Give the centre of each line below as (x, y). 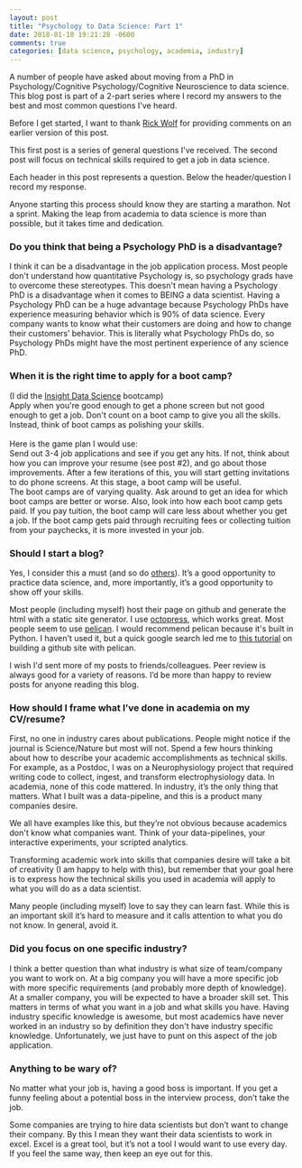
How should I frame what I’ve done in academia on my (130, 707)
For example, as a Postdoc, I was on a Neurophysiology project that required (151, 768)
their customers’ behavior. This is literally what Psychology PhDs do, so (142, 334)
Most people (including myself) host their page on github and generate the (148, 610)
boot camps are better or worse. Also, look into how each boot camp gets (146, 501)
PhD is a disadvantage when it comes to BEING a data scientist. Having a (145, 295)
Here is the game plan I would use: (73, 444)
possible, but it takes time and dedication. (87, 224)
